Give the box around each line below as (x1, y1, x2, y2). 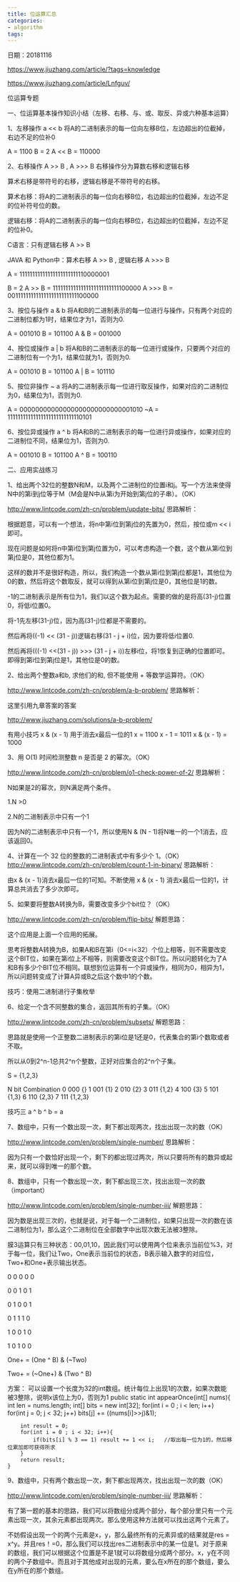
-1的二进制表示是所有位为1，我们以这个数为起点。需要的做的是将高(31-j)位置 (7, 592, 231, 601)
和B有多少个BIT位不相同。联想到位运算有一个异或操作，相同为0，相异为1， (7, 963, 229, 972)
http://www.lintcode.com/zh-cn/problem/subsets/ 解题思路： (7, 1018, 187, 1026)
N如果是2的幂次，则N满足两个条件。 (7, 784, 115, 792)
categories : (7, 17, 43, 24)
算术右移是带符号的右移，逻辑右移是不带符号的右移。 (7, 177, 164, 186)
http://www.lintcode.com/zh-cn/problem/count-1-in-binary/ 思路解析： (7, 861, 216, 869)
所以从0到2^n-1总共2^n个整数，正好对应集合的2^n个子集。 (7, 1057, 180, 1066)
